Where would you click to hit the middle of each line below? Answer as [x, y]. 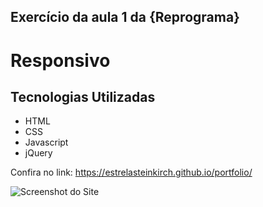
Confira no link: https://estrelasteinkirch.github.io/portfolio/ [131, 172]
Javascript [46, 142]
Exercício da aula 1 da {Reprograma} [125, 17]
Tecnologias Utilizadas [83, 96]
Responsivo [60, 60]
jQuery [38, 153]
